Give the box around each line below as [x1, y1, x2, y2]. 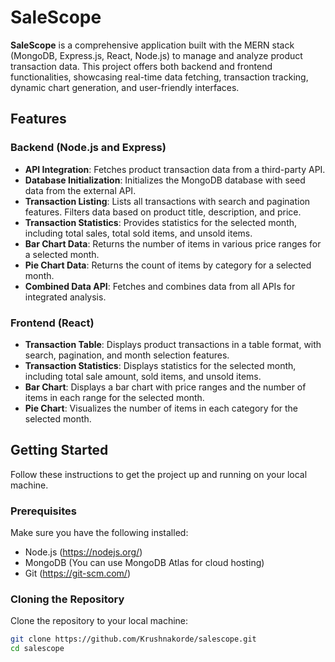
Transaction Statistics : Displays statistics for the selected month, [24, 359, 297, 371]
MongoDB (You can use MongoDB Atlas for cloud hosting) [24, 557, 265, 569]
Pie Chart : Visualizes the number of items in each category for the [24, 402, 299, 414]
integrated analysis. [24, 291, 107, 303]
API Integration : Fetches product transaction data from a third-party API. [24, 163, 326, 175]
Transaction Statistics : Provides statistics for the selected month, [24, 216, 298, 228]
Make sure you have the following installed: [10, 527, 189, 539]
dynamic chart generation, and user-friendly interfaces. [10, 81, 240, 93]
